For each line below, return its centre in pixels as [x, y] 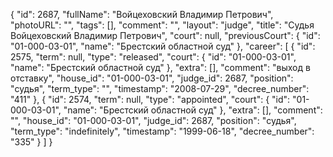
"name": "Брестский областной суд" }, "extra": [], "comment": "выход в [160, 67]
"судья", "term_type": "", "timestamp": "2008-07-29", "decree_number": [160, 88]
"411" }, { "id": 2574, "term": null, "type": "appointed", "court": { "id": [150, 99]
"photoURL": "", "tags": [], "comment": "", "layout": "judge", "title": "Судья [162, 25]
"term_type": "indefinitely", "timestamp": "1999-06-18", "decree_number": [162, 131]
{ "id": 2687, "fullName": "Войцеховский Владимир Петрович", [142, 14]
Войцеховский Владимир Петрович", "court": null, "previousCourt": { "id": [165, 35]
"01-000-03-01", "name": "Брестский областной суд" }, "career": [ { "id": [163, 46]
